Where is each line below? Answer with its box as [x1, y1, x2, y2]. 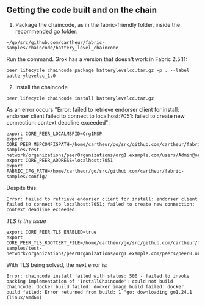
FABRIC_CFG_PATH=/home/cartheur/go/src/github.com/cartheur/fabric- [6, 168, 184, 174]
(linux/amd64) [6, 294, 43, 301]
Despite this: [6, 184, 38, 191]
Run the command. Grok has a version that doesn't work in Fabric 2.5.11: [6, 55, 187, 63]
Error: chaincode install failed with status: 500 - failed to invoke [6, 273, 190, 279]
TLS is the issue [6, 217, 46, 225]
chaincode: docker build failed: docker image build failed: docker [6, 283, 184, 290]
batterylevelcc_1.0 [6, 73, 56, 79]
